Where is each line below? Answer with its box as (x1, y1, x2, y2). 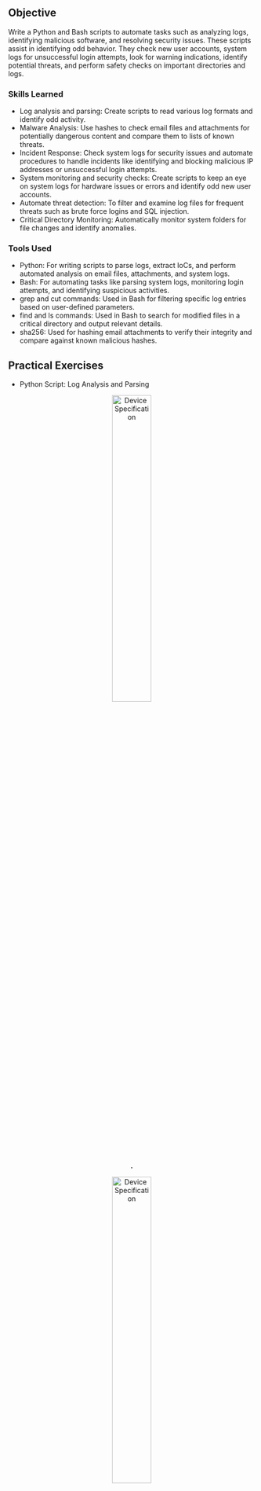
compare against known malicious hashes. (19, 336, 158, 345)
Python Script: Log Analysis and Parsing (19, 380, 150, 389)
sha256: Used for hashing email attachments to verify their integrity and (19, 328, 252, 337)
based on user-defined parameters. (19, 303, 135, 312)
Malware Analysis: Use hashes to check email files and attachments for (19, 123, 250, 133)
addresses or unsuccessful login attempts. (19, 165, 158, 174)
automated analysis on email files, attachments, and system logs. (19, 269, 230, 278)
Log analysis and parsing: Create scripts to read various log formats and (19, 106, 253, 116)
